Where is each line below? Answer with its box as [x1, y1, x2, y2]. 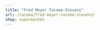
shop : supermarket [5, 17, 45, 22]
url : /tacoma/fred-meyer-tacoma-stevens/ [5, 12, 95, 17]
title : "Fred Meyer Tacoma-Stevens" [5, 7, 84, 13]
